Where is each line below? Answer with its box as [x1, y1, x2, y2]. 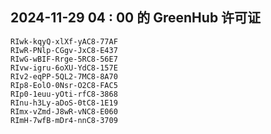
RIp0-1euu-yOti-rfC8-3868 [10, 89, 118, 99]
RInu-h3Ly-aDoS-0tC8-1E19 [10, 98, 118, 108]
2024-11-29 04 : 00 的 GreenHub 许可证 [10, 9, 262, 27]
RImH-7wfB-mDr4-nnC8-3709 [10, 115, 118, 125]
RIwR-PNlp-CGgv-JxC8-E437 [10, 45, 118, 55]
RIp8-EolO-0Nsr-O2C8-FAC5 [10, 80, 118, 90]
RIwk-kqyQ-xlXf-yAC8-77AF [10, 36, 118, 47]
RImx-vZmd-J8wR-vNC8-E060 [10, 106, 118, 117]
